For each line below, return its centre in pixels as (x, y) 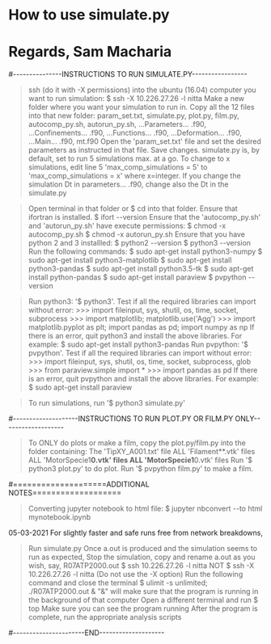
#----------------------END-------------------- (87, 633)
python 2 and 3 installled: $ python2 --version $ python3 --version (140, 243)
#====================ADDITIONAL (79, 484)
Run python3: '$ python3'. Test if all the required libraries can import (142, 301)
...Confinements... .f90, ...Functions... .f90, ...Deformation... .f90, (135, 133)
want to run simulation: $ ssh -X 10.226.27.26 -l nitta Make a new (136, 99)
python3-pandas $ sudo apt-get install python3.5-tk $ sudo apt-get (141, 269)
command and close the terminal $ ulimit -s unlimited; (118, 583)
